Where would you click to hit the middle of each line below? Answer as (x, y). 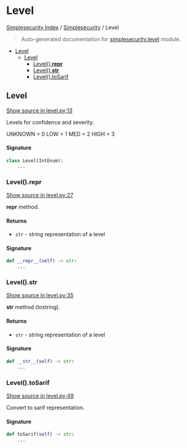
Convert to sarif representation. (45, 407)
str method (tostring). (33, 307)
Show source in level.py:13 (39, 110)
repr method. (23, 207)
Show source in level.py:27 (40, 195)
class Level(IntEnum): (35, 161)
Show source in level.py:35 (40, 296)
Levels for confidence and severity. (50, 122)
